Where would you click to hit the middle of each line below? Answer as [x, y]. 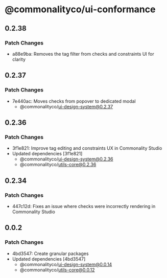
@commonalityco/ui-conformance [80, 9]
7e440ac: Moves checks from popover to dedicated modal [74, 101]
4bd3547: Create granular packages [50, 253]
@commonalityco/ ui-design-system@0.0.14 [66, 264]
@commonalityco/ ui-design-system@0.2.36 [66, 159]
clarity [19, 59]
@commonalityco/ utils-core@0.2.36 [58, 165]
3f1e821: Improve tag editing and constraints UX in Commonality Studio [87, 148]
